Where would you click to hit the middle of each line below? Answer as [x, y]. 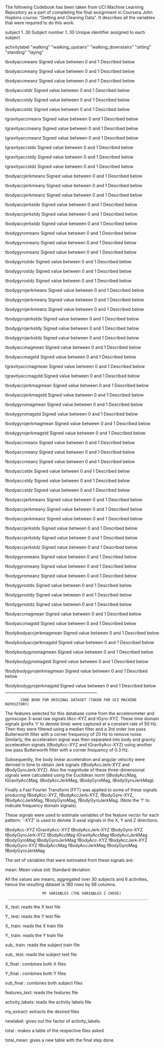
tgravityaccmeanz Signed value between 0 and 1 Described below [72, 138]
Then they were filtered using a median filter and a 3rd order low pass [75, 729]
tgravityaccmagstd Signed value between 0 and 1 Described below [72, 376]
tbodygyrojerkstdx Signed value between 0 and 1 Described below [72, 319]
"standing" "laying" [24, 52]
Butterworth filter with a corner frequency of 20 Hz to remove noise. [74, 734]
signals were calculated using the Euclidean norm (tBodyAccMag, [71, 775]
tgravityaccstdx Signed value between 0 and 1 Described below [69, 147]
